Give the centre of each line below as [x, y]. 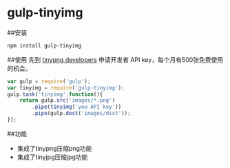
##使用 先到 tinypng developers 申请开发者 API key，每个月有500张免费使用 [115, 59]
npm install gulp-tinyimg [44, 45]
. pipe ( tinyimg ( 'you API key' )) [77, 107]
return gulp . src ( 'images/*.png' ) [67, 101]
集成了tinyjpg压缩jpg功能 [52, 157]
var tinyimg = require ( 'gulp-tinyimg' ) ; [66, 87]
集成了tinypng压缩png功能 [54, 148]
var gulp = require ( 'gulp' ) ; [49, 81]
